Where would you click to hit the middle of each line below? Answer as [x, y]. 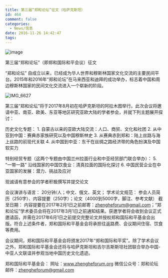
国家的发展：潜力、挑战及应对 [40, 171]
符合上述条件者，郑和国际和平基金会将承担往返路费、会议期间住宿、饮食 [88, 223]
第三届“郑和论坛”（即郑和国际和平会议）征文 [51, 62]
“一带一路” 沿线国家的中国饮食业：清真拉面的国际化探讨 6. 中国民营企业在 [81, 165]
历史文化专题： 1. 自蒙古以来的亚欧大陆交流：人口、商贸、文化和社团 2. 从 [81, 129]
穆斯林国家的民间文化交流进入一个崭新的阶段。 [57, 85]
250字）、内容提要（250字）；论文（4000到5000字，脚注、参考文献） [85, 198]
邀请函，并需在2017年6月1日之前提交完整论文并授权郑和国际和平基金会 [78, 217]
